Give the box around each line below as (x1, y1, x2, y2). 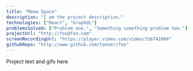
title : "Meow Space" (6, 8, 58, 15)
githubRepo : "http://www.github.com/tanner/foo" (6, 42, 129, 48)
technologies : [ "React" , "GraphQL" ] (6, 20, 97, 25)
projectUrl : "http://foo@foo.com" (6, 31, 92, 37)
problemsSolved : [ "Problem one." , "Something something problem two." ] (6, 25, 188, 31)
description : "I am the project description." (6, 14, 124, 20)
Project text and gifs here (6, 57, 69, 65)
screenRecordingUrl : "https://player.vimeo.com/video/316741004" (6, 36, 172, 42)
